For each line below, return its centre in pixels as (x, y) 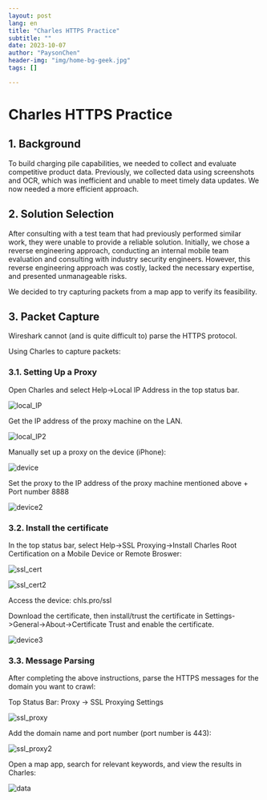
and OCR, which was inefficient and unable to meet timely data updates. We (133, 180)
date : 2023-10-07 (37, 46)
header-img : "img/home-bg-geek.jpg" (69, 61)
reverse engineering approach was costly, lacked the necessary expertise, (131, 267)
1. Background (45, 144)
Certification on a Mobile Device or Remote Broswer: (95, 553)
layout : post (30, 16)
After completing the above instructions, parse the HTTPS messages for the (133, 678)
